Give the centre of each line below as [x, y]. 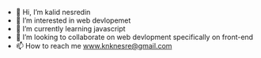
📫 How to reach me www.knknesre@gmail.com [94, 46]
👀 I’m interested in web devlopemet [73, 20]
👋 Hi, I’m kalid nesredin [53, 12]
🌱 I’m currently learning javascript [70, 29]
